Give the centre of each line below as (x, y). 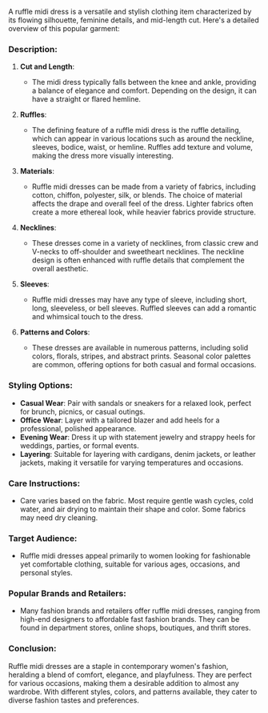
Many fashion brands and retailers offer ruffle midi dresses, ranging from (140, 611)
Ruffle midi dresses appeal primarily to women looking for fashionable (135, 556)
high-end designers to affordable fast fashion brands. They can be (130, 619)
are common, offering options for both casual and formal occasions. (144, 365)
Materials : (37, 171)
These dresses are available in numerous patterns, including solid (140, 348)
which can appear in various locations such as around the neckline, (143, 138)
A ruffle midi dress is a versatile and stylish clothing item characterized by (130, 12)
